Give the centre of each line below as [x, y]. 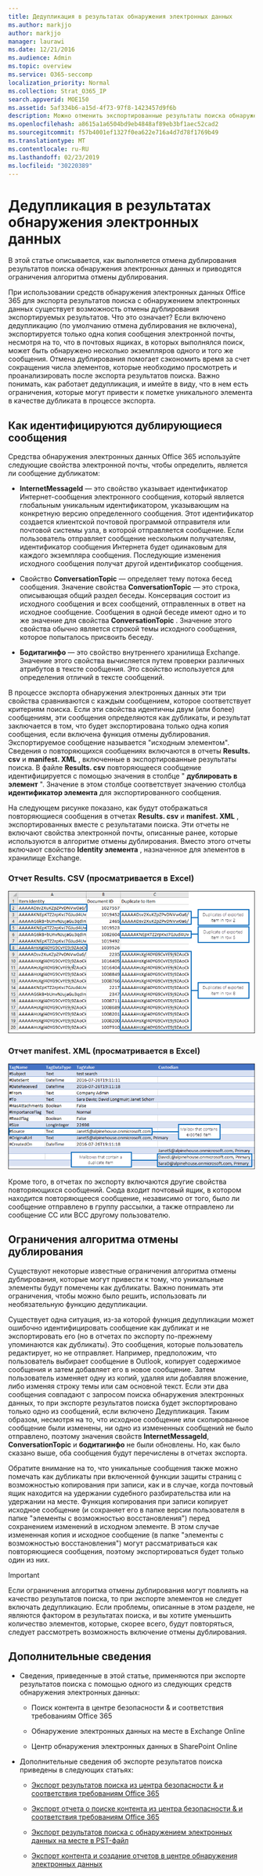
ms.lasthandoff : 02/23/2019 [54, 157]
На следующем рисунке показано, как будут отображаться [108, 808]
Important [24, 1575]
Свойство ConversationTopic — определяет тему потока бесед [126, 579]
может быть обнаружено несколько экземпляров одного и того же [121, 351]
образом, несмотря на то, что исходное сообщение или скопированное [129, 1419]
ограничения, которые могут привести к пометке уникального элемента [130, 392]
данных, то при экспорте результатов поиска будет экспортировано [123, 1403]
